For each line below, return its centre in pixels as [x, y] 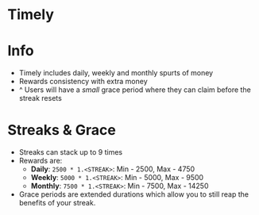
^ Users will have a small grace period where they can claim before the [135, 90]
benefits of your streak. [57, 203]
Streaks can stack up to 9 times [71, 152]
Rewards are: [41, 161]
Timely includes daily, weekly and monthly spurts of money [116, 73]
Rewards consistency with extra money [83, 82]
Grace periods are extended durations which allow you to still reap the [134, 194]
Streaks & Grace [62, 131]
